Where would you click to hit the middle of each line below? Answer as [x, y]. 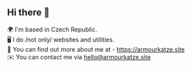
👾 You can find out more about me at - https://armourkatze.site [96, 49]
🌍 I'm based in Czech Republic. [52, 29]
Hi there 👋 [28, 13]
